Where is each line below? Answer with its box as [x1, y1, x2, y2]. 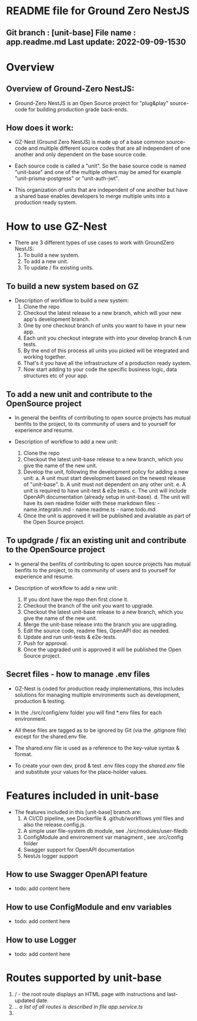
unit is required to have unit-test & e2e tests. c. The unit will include [23, 487, 187, 494]
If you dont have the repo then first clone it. [23, 596, 129, 603]
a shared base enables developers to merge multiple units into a [14, 193, 171, 200]
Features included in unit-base [6, 789, 159, 802]
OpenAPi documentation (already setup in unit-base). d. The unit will [23, 493, 190, 500]
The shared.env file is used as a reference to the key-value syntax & [14, 744, 180, 751]
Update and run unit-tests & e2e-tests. [23, 633, 117, 641]
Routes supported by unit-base [6, 971, 162, 984]
